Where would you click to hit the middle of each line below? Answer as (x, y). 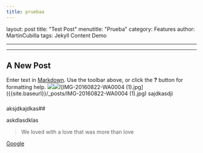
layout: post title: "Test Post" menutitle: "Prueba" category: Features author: (101, 29)
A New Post (29, 66)
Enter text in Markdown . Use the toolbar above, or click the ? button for (95, 80)
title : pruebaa (25, 12)
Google (15, 144)
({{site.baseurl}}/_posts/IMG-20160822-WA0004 (67, 93)
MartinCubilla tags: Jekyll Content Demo (56, 35)
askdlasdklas (22, 120)
